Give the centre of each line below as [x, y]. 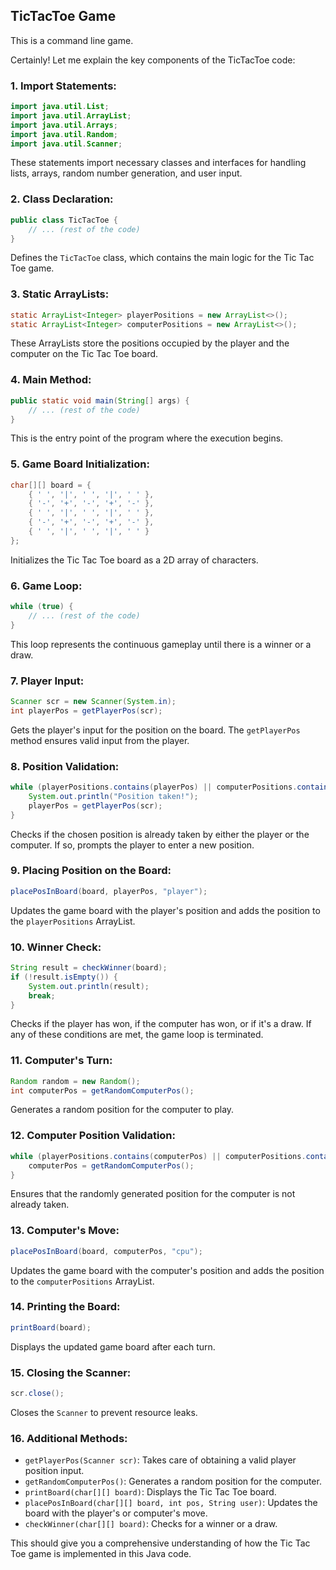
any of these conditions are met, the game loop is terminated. [137, 1035]
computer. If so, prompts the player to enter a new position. [132, 845]
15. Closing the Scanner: [71, 1372]
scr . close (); [37, 1394]
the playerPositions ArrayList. [73, 921]
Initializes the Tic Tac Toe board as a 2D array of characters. [134, 560]
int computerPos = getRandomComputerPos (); [102, 1090]
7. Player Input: [47, 681]
